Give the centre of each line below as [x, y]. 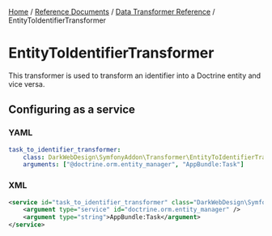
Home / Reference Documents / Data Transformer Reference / [112, 12]
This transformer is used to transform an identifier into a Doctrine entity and [135, 75]
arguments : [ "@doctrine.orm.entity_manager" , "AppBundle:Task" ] [134, 165]
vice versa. [27, 84]
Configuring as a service [72, 110]
